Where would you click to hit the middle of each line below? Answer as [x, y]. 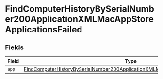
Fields [15, 47]
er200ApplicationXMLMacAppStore [79, 19]
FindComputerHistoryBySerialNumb [80, 9]
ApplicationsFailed [44, 30]
